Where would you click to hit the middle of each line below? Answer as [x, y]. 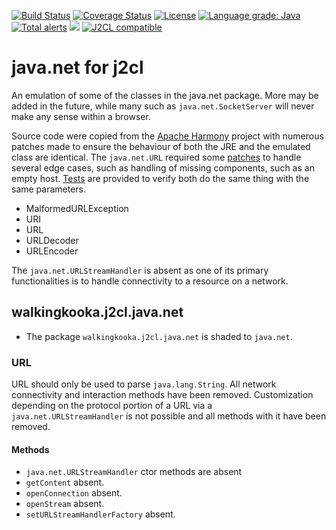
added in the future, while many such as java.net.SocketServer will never [163, 106]
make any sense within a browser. [81, 116]
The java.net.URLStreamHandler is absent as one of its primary [140, 270]
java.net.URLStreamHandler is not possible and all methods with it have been [169, 416]
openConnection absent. [74, 493]
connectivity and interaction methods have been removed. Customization [162, 395]
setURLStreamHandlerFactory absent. [100, 514]
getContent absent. [65, 482]
